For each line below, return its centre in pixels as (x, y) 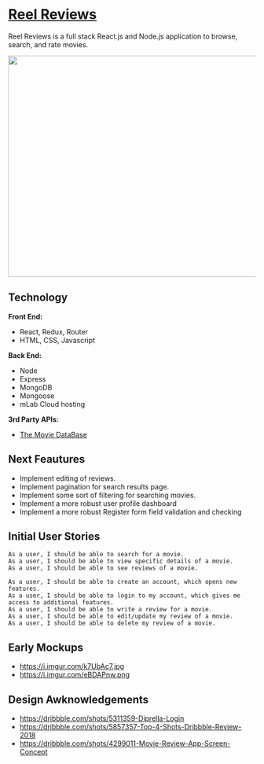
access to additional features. (61, 603)
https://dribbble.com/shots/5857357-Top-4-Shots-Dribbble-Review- (130, 727)
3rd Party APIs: (33, 419)
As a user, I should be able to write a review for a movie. (110, 610)
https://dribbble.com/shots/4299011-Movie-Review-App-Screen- (125, 744)
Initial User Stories (54, 536)
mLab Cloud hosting (52, 404)
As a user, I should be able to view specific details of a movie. (121, 561)
